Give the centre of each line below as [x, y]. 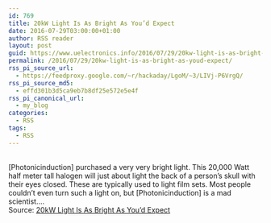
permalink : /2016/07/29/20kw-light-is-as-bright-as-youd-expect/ [120, 61]
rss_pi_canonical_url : [46, 98]
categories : [28, 114]
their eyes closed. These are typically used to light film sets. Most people [130, 184]
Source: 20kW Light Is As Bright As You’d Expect [90, 209]
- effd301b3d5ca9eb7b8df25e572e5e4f [77, 91]
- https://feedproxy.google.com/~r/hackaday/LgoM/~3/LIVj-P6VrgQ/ [129, 76]
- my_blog [32, 105]
